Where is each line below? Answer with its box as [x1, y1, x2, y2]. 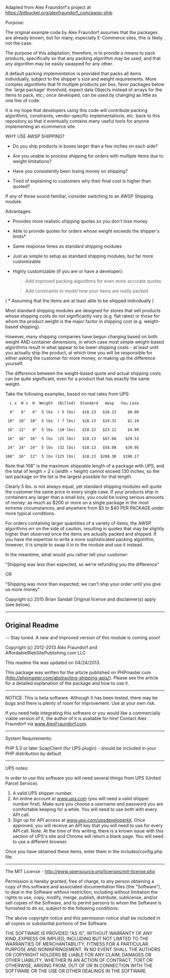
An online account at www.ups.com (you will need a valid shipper [12, 795, 149, 802]
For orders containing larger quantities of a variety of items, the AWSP [5, 520, 152, 526]
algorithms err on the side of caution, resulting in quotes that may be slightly [5, 526, 164, 531]
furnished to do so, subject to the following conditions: [5, 905, 119, 911]
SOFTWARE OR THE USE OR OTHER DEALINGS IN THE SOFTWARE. [5, 968, 147, 974]
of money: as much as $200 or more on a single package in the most [5, 499, 149, 505]
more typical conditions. [5, 511, 56, 516]
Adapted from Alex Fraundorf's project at [5, 5, 91, 10]
